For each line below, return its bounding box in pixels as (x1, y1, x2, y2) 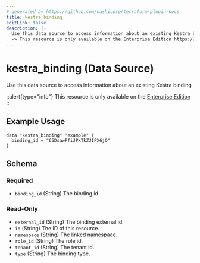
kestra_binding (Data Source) (6, 62, 154, 75)
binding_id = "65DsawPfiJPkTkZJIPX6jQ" (11, 137, 111, 143)
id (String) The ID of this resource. (14, 224, 100, 232)
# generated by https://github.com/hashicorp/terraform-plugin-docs (6, 8, 180, 15)
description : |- (6, 25, 46, 31)
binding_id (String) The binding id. (14, 190, 100, 197)
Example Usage (6, 116, 65, 126)
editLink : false (6, 20, 46, 26)
